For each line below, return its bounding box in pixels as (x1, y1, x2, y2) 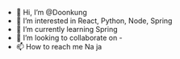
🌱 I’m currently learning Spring (15, 25, 119, 33)
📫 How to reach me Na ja (15, 42, 103, 51)
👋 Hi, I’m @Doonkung (15, 8, 87, 17)
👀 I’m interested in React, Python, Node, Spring (15, 16, 173, 26)
